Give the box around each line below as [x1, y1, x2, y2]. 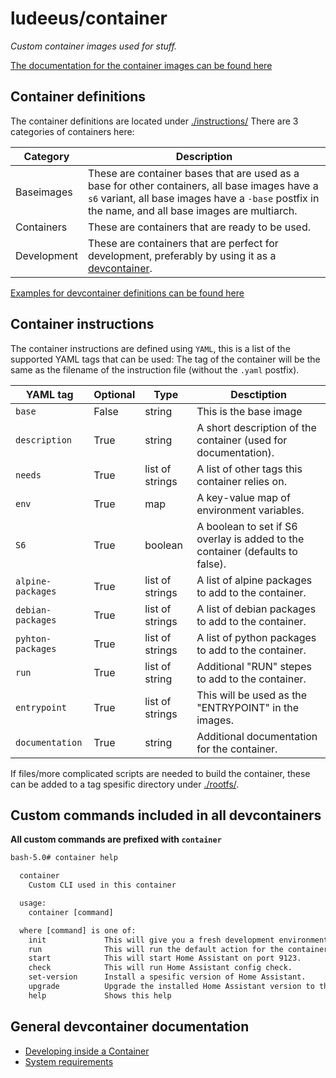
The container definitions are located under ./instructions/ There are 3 [10, 115, 299, 127]
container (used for [196, 433, 288, 447]
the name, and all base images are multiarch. [87, 203, 298, 217]
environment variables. [196, 503, 305, 517]
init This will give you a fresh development [28, 935, 275, 945]
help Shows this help [28, 990, 172, 1001]
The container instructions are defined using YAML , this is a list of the [10, 342, 291, 354]
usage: [19, 898, 47, 908]
